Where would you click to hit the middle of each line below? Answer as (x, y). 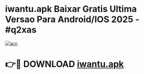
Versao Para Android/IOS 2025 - (72, 19)
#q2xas (21, 30)
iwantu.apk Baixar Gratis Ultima (71, 9)
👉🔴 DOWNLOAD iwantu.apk (65, 64)
